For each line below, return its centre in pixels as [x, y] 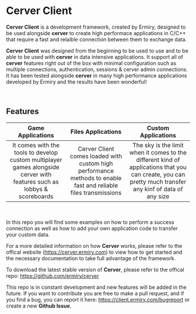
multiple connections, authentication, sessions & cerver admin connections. [97, 69]
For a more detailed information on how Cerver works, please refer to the [94, 246]
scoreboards [36, 196]
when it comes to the [158, 152]
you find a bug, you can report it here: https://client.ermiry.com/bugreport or [98, 299]
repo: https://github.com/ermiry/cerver [52, 275]
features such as [36, 181]
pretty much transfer [158, 181]
